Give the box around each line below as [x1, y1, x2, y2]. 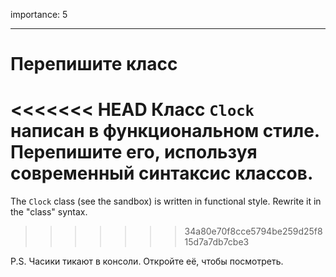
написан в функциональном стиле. [10, 120, 320, 143]
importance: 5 [10, 9, 68, 20]
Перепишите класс [10, 53, 178, 76]
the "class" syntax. [10, 206, 88, 218]
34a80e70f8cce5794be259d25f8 [184, 225, 323, 238]
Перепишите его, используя [10, 141, 258, 164]
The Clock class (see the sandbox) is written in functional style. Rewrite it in [10, 195, 322, 208]
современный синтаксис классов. [10, 162, 314, 185]
